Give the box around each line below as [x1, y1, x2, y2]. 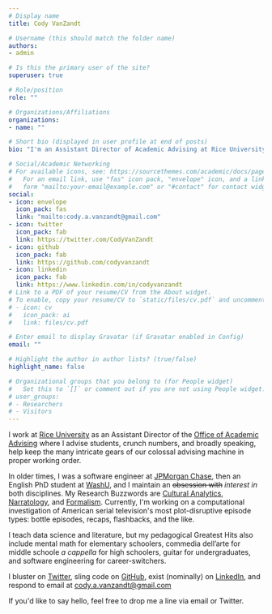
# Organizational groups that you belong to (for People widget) [8, 377, 233, 385]
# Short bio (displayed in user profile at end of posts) [8, 138, 208, 146]
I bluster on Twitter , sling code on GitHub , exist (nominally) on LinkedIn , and [8, 572, 261, 582]
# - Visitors [8, 407, 53, 416]
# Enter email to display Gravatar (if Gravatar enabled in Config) [8, 333, 244, 341]
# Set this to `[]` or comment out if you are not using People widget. [8, 384, 266, 393]
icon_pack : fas [15, 205, 67, 213]
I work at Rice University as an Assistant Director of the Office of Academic [8, 430, 259, 440]
